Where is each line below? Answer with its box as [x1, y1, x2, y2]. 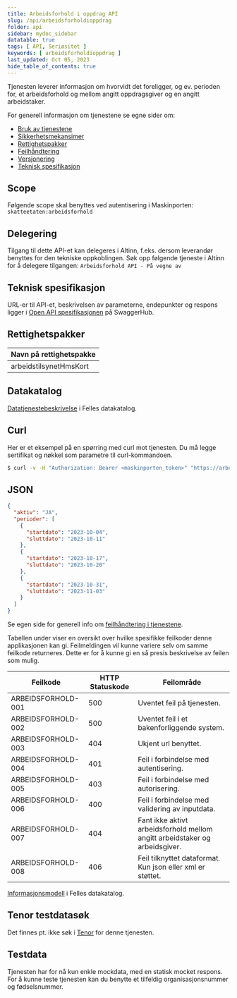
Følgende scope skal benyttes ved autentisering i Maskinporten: [7, 201, 194, 209]
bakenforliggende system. [137, 723, 224, 733]
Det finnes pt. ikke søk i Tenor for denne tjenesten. [7, 928, 154, 937]
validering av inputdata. [137, 804, 216, 814]
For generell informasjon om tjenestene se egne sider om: [7, 111, 175, 119]
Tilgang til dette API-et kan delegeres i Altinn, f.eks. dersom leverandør [7, 246, 214, 255]
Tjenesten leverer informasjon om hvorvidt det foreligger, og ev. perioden [7, 82, 221, 90]
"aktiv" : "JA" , [13, 509, 59, 516]
